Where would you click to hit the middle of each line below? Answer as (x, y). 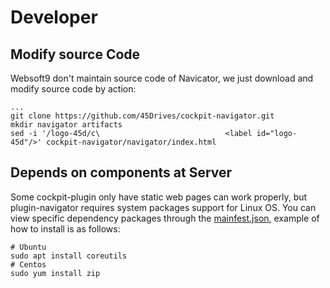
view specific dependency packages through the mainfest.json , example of (165, 218)
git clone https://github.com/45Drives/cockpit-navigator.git (142, 116)
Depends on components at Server (121, 172)
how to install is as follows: (65, 228)
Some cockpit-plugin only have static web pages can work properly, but (159, 197)
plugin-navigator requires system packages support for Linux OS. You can (163, 207)
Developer (54, 17)
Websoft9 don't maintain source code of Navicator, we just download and (162, 78)
